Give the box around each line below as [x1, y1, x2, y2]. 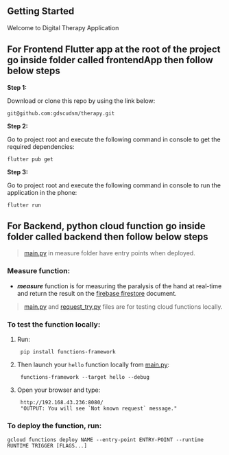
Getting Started [7, 5, 75, 17]
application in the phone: [7, 188, 77, 196]
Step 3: [7, 167, 29, 176]
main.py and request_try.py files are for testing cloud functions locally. [23, 302, 223, 311]
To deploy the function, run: [7, 421, 102, 430]
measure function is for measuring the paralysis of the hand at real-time [16, 281, 222, 290]
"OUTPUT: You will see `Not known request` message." [20, 405, 178, 412]
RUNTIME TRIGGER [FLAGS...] [7, 443, 88, 450]
